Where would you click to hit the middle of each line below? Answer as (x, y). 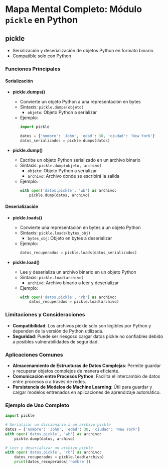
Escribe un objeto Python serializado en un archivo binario (80, 160)
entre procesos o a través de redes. (49, 381)
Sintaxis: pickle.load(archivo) (52, 277)
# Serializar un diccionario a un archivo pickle (58, 425)
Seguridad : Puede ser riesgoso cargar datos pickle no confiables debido (88, 336)
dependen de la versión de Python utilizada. (58, 331)
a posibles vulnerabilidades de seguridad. (56, 341)
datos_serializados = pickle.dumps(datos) (65, 141)
